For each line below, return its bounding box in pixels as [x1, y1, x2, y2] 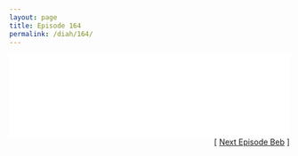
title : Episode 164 [9, 21, 82, 30]
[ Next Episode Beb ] [213, 136, 290, 147]
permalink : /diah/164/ [9, 29, 93, 38]
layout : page [9, 12, 58, 22]
